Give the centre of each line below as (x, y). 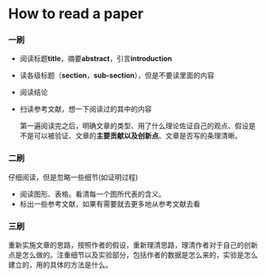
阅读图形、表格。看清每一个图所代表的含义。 (93, 194)
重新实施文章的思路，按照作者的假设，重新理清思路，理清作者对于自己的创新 (133, 245)
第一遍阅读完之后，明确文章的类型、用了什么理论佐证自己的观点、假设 (134, 126)
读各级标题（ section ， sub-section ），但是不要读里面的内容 (117, 75)
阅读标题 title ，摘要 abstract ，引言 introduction (96, 59)
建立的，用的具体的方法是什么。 (60, 265)
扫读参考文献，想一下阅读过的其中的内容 (85, 109)
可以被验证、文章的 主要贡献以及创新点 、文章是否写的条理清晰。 (138, 136)
